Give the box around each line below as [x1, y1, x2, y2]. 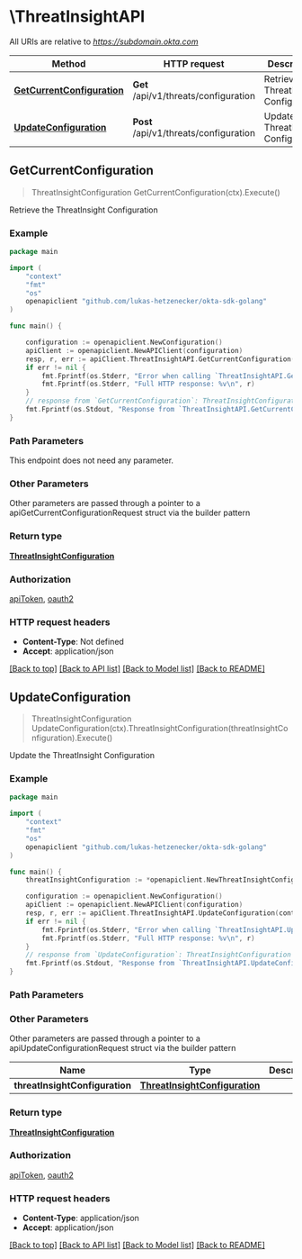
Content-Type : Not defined [22, 637, 124, 648]
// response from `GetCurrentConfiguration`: [25, 396, 200, 406]
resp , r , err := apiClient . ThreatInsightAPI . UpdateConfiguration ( [25, 909, 280, 918]
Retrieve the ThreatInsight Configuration [9, 204, 159, 215]
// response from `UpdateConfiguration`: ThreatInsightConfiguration [25, 950, 292, 960]
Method [51, 57, 86, 69]
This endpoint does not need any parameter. [9, 455, 173, 466]
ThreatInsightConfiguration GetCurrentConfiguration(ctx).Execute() [31, 186, 280, 197]
